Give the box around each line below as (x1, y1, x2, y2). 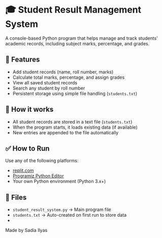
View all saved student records (12, 79, 78, 85)
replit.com (12, 167, 34, 173)
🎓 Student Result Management (5, 4, 141, 16)
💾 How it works (5, 105, 54, 114)
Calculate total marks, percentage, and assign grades (12, 74, 125, 80)
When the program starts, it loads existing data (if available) (12, 124, 138, 130)
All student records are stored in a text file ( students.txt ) (12, 118, 133, 125)
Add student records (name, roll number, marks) (12, 69, 114, 75)
